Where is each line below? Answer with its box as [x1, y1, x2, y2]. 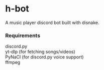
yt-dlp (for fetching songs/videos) [5, 48, 75, 55]
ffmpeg [5, 59, 21, 65]
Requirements [5, 32, 41, 39]
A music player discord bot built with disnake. [5, 19, 99, 25]
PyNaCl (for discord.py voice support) [5, 54, 84, 60]
